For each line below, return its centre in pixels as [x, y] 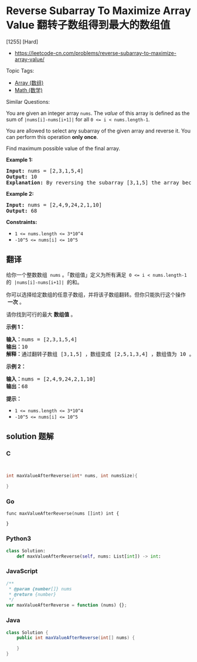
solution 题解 [30, 437]
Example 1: [20, 159]
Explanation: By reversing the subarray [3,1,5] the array [93, 182]
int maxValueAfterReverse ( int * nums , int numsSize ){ [72, 476]
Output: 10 [22, 176]
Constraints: [22, 222]
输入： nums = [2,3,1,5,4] [42, 339]
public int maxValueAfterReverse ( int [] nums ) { [76, 638]
